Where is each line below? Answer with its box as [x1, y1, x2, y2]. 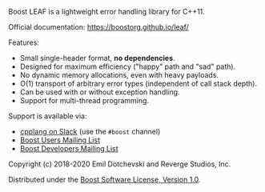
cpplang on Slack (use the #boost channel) [19, 127, 161, 136]
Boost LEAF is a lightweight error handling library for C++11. [8, 7, 206, 16]
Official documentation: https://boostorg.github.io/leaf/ [8, 22, 190, 31]
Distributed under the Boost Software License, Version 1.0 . [8, 175, 201, 184]
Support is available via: [8, 111, 87, 121]
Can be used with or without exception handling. [19, 87, 180, 97]
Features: [8, 38, 40, 47]
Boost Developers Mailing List [19, 144, 118, 153]
